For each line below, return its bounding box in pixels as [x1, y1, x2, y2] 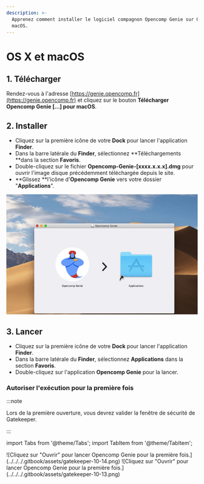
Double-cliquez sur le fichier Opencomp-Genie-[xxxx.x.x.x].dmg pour [15, 163, 194, 170]
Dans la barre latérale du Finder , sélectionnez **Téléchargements [15, 150, 181, 157]
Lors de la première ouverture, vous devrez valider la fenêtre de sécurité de [6, 409, 195, 417]
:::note [6, 397, 22, 405]
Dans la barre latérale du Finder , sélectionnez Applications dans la [15, 355, 183, 363]
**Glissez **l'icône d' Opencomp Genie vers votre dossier [15, 176, 162, 183]
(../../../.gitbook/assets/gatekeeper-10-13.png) [6, 471, 120, 478]
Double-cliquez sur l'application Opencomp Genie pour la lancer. [15, 369, 179, 375]
